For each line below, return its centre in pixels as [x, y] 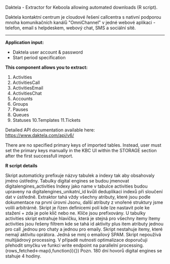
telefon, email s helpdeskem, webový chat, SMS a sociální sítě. [71, 28]
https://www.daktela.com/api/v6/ [40, 135]
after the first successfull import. [39, 156]
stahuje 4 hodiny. [23, 256]
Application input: [25, 42]
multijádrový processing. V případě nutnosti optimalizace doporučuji [76, 240]
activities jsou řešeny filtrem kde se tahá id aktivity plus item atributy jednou [84, 224]
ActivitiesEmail [28, 88]
